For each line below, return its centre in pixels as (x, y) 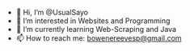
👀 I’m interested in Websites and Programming (93, 21)
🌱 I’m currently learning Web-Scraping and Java (96, 29)
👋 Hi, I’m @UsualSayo (52, 12)
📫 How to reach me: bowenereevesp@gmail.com (99, 38)
